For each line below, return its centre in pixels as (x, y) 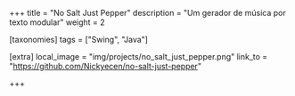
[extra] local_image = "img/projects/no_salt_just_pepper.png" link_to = (139, 56)
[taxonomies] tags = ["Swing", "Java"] (79, 40)
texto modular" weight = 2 (57, 22)
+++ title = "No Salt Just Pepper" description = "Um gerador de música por (148, 13)
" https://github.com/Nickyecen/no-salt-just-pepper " (106, 66)
